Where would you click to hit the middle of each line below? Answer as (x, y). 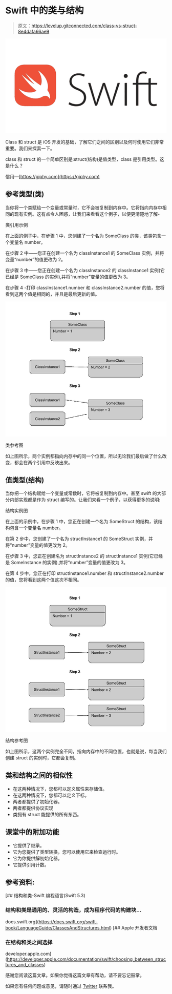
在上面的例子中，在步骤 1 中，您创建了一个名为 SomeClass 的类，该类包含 (83, 236)
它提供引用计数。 (31, 864)
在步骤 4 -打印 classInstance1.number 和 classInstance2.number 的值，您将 (85, 287)
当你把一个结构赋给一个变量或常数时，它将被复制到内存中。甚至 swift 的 (81, 493)
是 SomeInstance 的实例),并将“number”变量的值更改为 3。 (67, 563)
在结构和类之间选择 (29, 942)
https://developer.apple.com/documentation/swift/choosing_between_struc (87, 959)
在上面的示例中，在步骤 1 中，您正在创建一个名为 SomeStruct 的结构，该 (82, 522)
